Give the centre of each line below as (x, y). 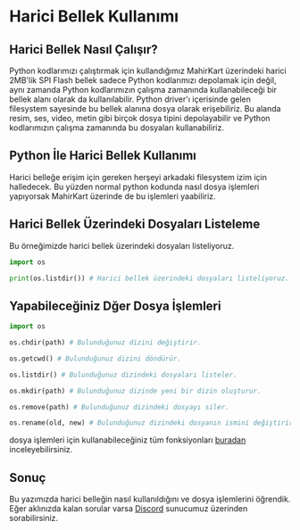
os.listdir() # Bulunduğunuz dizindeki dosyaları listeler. (124, 375)
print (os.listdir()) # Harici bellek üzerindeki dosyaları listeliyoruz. (150, 278)
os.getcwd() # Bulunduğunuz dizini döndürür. (95, 359)
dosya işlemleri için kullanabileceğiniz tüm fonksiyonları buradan (128, 440)
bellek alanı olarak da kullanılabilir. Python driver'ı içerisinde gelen (130, 99)
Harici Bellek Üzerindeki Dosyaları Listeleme (135, 224)
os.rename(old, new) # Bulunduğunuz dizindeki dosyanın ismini (129, 423)
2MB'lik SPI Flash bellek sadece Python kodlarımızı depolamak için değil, (143, 80)
